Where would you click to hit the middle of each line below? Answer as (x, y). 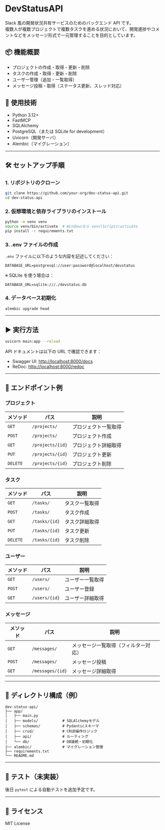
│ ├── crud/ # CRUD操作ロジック (51, 731)
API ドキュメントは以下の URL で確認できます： (53, 352)
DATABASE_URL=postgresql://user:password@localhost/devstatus (70, 266)
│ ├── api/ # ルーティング (47, 737)
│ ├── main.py (22, 716)
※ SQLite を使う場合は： (29, 275)
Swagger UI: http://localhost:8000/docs (53, 361)
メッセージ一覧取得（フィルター (109, 645)
